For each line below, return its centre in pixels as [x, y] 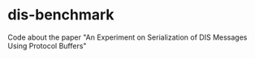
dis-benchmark [61, 15]
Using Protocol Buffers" [47, 45]
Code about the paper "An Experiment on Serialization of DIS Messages [127, 37]
